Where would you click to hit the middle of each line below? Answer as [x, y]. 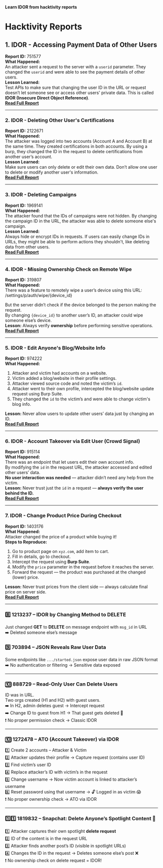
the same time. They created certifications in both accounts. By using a [76, 146]
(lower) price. [25, 577]
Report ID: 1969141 [24, 205]
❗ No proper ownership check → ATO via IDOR [51, 799]
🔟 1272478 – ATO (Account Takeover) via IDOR [62, 739]
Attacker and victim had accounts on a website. [60, 373]
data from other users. [27, 247]
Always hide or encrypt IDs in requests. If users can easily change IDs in [77, 237]
